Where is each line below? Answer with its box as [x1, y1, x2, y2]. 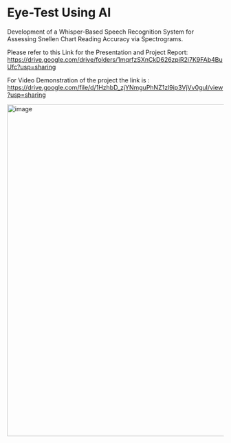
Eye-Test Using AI [7, 5, 111, 21]
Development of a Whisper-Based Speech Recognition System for [7, 27, 195, 36]
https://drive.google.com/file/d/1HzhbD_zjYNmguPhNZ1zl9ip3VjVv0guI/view [7, 83, 223, 91]
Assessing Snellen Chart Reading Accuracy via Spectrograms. [7, 34, 184, 43]
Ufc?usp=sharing [7, 63, 56, 71]
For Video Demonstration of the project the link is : [7, 76, 150, 84]
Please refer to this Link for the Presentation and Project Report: [7, 48, 188, 56]
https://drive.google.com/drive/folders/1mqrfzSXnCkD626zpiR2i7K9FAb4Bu [7, 55, 223, 63]
